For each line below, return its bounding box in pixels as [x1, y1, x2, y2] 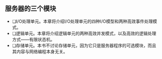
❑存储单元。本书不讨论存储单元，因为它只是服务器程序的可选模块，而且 [12, 43, 157, 48]
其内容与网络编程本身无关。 [12, 48, 68, 54]
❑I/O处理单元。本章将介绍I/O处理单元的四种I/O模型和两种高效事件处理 [12, 18, 153, 24]
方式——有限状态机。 [12, 36, 55, 42]
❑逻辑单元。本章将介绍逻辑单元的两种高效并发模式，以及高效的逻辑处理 [12, 30, 157, 36]
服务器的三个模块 [5, 4, 56, 13]
